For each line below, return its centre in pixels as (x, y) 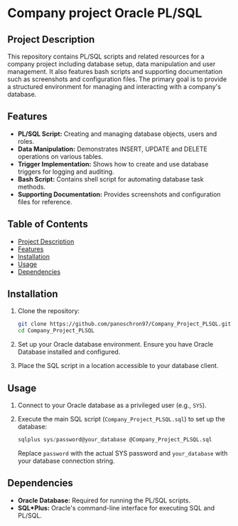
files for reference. (45, 201)
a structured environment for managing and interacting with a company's (114, 86)
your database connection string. (66, 461)
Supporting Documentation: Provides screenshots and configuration (119, 194)
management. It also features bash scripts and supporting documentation (115, 72)
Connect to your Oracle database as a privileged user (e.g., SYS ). (112, 405)
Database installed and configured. (69, 352)
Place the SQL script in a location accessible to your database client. (118, 366)
